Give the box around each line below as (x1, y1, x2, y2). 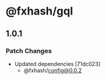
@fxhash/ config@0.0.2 (23, 67, 82, 74)
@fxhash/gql (5, 4, 74, 18)
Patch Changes (5, 47, 52, 55)
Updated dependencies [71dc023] (14, 60, 101, 67)
